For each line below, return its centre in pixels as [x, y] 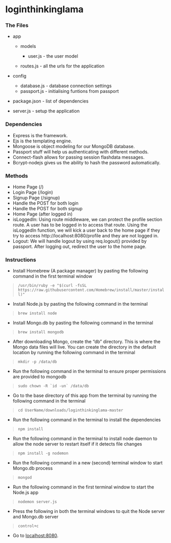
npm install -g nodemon [43, 453]
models [28, 46]
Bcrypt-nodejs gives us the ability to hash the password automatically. [87, 162]
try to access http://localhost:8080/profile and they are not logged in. [86, 236]
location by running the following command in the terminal [74, 353]
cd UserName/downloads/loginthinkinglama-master [70, 410]
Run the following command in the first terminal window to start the [83, 487]
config [19, 76]
